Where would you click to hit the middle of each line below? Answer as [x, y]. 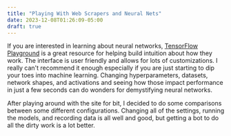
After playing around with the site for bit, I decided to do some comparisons [114, 104]
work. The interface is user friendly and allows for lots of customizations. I [113, 61]
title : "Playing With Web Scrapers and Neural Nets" [84, 13]
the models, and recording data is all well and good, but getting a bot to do [113, 118]
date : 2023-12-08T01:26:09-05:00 [55, 20]
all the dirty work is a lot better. [51, 126]
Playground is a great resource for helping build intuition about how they [110, 53]
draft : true [24, 26]
